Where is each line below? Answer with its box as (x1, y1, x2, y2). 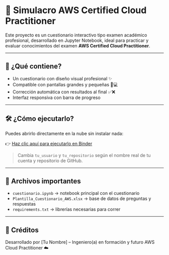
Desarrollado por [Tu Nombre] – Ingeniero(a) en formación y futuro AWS (5, 239, 155, 245)
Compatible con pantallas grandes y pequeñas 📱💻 (12, 81, 118, 87)
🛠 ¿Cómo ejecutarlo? (5, 115, 74, 123)
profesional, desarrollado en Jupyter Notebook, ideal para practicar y (5, 37, 149, 43)
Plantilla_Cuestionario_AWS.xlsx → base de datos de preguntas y (12, 195, 151, 201)
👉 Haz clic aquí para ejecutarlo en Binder (5, 140, 93, 146)
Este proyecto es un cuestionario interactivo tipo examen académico (5, 32, 147, 38)
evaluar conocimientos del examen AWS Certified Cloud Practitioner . (5, 42, 150, 48)
